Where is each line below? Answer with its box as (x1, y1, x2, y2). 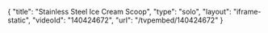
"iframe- (232, 7, 262, 16)
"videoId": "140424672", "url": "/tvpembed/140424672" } (32, 15, 224, 25)
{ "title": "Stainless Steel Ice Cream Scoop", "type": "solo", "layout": (7, 7, 232, 16)
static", (7, 15, 31, 25)
